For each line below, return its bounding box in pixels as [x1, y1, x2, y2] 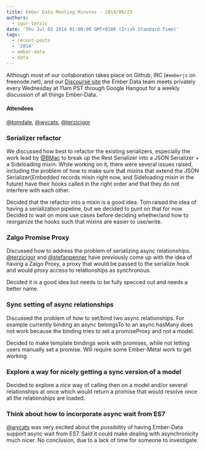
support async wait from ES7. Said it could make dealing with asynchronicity [6, 430, 199, 438]
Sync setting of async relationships [6, 301, 114, 309]
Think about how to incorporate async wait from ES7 [6, 410, 165, 418]
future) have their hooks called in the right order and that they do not [6, 180, 179, 187]
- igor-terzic [12, 20, 48, 26]
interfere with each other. [6, 187, 70, 194]
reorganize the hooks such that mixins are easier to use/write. [6, 218, 162, 225]
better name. [6, 285, 39, 293]
